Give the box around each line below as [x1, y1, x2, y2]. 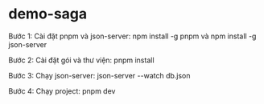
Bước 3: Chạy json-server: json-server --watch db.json [8, 70, 191, 80]
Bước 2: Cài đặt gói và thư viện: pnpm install [8, 55, 155, 65]
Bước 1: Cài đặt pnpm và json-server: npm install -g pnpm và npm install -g [8, 31, 257, 41]
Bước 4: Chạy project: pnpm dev [8, 86, 116, 96]
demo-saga [8, 5, 88, 23]
